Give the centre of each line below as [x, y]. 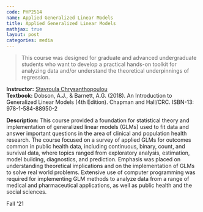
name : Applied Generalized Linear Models [60, 18]
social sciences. [27, 192]
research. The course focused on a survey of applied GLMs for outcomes [99, 140]
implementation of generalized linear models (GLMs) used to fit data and [98, 127]
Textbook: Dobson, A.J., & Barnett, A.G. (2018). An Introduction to [89, 96]
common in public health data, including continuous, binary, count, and [96, 146]
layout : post [23, 35]
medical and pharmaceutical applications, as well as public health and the [99, 185]
